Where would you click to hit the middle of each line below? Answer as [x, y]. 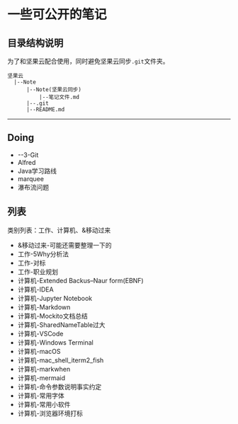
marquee [31, 178]
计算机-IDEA [36, 289]
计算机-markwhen [44, 369]
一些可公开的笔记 [57, 15]
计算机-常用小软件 [44, 404]
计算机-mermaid [41, 378]
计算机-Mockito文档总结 [53, 316]
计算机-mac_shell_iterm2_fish [61, 360]
